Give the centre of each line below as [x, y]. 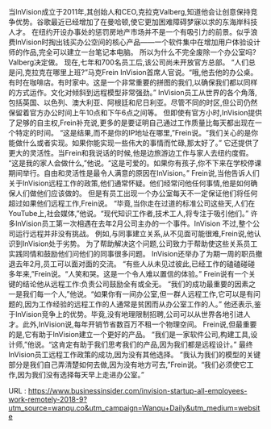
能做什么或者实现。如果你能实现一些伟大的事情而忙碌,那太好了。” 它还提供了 [134, 143]
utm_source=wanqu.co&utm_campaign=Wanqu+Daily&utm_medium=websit [134, 408]
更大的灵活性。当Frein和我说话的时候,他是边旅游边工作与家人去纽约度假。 [131, 153]
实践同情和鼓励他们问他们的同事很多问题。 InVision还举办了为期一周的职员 [132, 254]
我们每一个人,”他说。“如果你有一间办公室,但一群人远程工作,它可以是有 [138, 294]
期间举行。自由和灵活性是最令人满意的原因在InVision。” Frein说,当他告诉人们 [134, 173]
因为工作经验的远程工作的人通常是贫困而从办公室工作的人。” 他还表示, [140, 304]
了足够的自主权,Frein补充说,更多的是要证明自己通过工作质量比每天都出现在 [132, 123]
